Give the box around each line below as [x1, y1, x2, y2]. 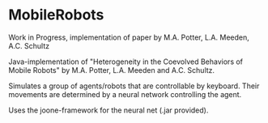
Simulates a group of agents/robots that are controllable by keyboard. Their [8, 81, 260, 91]
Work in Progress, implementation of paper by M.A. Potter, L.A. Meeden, [8, 32, 249, 42]
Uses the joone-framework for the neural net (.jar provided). [8, 105, 209, 115]
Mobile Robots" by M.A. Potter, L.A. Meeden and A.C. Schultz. [8, 65, 215, 74]
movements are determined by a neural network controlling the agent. [8, 89, 242, 99]
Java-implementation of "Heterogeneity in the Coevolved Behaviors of [8, 57, 244, 66]
